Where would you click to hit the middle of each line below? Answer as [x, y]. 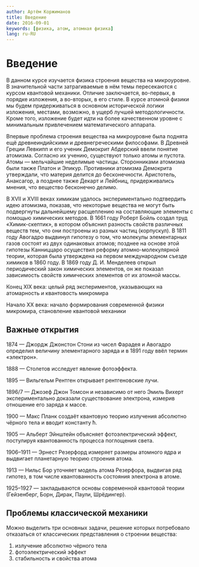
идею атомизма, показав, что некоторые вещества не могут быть [91, 205]
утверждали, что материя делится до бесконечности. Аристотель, [91, 175]
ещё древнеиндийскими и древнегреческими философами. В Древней [97, 143]
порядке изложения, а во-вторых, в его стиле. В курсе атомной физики [98, 99]
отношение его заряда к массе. [47, 404]
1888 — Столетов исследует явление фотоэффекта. [72, 368]
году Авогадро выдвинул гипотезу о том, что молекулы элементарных [97, 237]
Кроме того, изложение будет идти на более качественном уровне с [94, 119]
